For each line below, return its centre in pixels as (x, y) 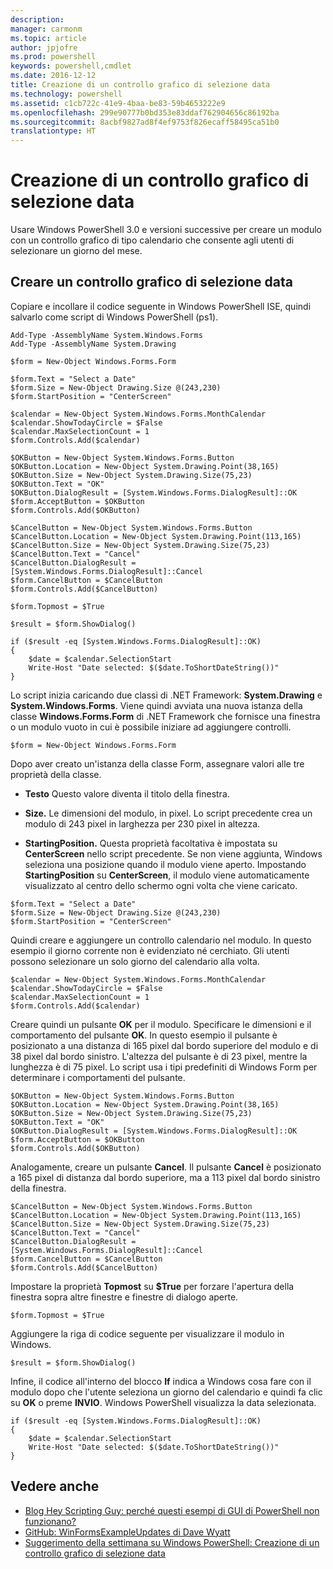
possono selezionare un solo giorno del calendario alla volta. (135, 961)
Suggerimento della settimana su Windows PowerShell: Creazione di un (172, 1542)
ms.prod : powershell (53, 57)
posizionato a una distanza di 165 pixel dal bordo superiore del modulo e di (164, 1045)
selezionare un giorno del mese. (76, 251)
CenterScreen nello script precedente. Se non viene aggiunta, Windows (173, 853)
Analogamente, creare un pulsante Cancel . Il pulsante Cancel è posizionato (166, 1167)
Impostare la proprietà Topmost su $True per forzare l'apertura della (152, 1286)
